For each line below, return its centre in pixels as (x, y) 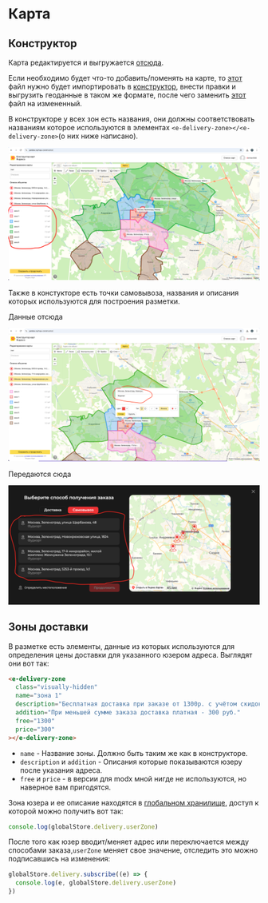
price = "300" (35, 729)
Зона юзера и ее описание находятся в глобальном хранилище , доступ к (134, 802)
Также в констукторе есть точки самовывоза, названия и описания (124, 292)
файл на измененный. (45, 103)
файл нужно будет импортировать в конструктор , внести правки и (122, 86)
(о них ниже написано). (98, 136)
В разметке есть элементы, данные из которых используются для (122, 646)
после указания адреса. (61, 770)
